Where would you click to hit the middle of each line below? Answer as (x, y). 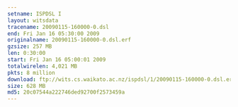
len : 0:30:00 (27, 53)
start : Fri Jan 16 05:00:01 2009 (57, 60)
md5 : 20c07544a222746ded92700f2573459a (66, 92)
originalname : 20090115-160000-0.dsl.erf (69, 40)
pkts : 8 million (31, 73)
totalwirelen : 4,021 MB (42, 66)
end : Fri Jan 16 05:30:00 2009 (53, 33)
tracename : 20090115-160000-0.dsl (58, 27)
